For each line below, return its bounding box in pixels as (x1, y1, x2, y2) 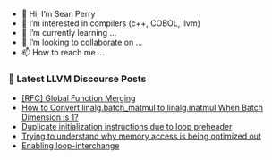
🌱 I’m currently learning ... (21, 28, 117, 38)
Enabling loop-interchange (21, 140, 120, 151)
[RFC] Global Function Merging (21, 93, 136, 104)
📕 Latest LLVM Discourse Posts (8, 72, 147, 85)
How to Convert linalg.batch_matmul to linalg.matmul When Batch (21, 103, 264, 114)
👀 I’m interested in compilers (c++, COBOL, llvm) (21, 18, 200, 29)
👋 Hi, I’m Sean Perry (21, 9, 96, 19)
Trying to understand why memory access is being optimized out (21, 131, 261, 142)
